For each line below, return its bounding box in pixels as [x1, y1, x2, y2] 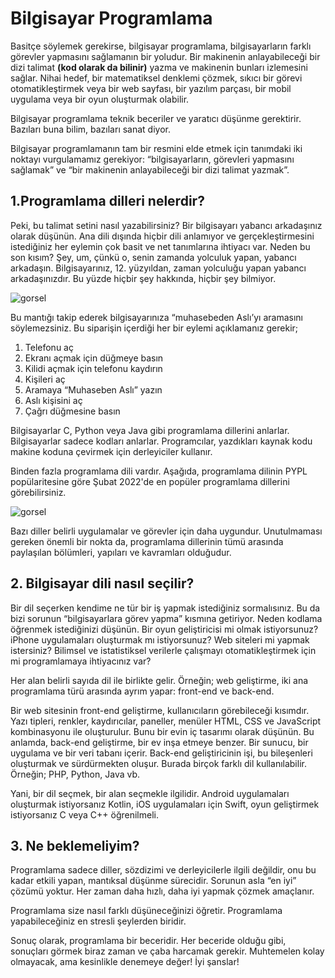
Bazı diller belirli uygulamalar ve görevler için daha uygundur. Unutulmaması [10, 525, 323, 537]
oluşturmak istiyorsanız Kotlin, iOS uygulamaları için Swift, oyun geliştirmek [10, 798, 320, 810]
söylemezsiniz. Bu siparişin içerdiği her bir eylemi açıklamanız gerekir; [10, 322, 299, 334]
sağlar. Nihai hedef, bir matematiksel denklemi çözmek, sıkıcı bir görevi [10, 72, 303, 84]
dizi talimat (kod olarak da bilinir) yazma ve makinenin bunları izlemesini [10, 61, 308, 73]
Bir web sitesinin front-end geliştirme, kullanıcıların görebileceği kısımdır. [10, 704, 310, 716]
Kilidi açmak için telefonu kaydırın [24, 362, 163, 374]
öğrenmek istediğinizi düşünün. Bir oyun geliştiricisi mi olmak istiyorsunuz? [10, 623, 319, 635]
